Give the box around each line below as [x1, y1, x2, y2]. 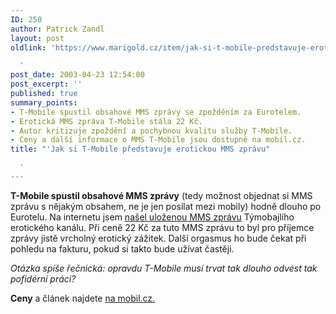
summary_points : [10, 97, 78, 108]
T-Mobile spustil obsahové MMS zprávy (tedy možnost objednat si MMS [10, 189, 313, 201]
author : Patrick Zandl [10, 24, 105, 34]
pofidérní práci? [10, 272, 77, 285]
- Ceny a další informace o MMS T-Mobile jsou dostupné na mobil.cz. [10, 135, 307, 145]
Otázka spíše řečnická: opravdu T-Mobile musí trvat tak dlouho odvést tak [10, 262, 318, 274]
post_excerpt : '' [10, 79, 83, 90]
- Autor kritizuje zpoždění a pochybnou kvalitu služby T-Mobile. [10, 126, 293, 136]
